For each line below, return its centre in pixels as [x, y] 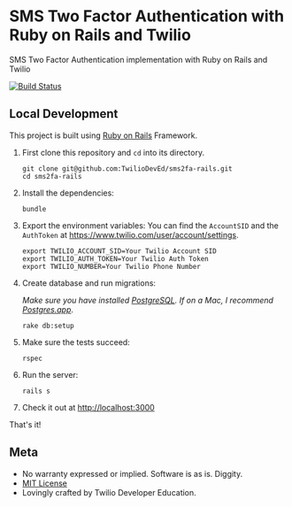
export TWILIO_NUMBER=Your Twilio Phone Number [111, 266]
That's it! [25, 424]
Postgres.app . [47, 309]
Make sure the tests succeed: [76, 342]
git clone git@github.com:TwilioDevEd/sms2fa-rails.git [127, 169]
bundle [34, 209]
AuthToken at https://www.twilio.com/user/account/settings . [130, 234]
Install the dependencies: [68, 193]
